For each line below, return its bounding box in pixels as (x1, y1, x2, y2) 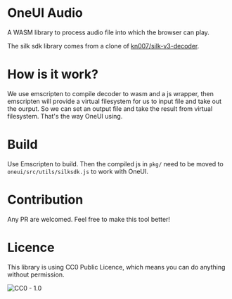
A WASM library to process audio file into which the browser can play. (7, 28, 210, 36)
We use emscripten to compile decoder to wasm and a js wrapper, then (7, 89, 214, 98)
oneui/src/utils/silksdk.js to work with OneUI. (7, 167, 149, 175)
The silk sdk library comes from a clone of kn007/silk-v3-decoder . (7, 41, 200, 50)
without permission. (7, 270, 65, 279)
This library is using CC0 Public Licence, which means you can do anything (7, 263, 226, 271)
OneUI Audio (7, 5, 83, 21)
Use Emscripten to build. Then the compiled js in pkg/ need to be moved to (7, 159, 224, 168)
